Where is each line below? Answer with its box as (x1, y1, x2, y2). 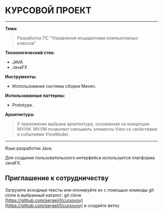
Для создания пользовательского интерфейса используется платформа (5, 155, 155, 160)
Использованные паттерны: (5, 93, 65, 98)
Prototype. (12, 102, 33, 108)
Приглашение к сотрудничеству (5, 174, 109, 182)
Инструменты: (5, 74, 37, 79)
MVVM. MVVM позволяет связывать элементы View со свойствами (16, 126, 158, 132)
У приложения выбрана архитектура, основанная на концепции (16, 121, 149, 127)
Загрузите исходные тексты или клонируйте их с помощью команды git (5, 187, 154, 193)
